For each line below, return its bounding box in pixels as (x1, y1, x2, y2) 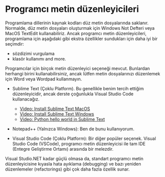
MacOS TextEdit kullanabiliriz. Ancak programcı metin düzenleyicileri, (5, 30, 147, 36)
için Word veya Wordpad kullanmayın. (5, 76, 82, 82)
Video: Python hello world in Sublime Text (19, 116, 105, 122)
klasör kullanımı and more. (12, 56, 66, 61)
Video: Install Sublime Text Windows (19, 111, 94, 117)
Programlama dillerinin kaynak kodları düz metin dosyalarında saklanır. (5, 20, 149, 26)
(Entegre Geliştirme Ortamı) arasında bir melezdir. (12, 146, 114, 152)
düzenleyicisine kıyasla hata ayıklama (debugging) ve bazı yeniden (5, 161, 141, 167)
